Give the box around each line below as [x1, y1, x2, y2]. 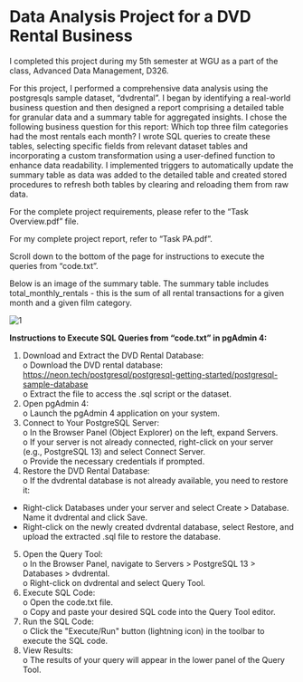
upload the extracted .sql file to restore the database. [22, 531, 222, 542]
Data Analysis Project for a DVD [9, 6, 251, 27]
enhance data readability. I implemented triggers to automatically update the [9, 159, 294, 170]
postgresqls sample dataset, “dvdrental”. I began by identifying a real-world [9, 92, 291, 103]
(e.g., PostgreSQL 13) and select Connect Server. [22, 446, 206, 456]
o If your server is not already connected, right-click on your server [22, 437, 274, 447]
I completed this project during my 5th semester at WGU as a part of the [9, 55, 279, 66]
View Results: [22, 645, 74, 656]
